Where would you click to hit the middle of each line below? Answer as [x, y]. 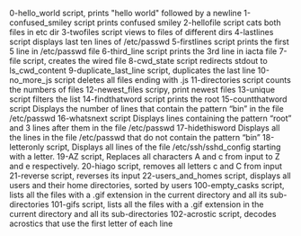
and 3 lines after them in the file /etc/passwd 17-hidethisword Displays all [145, 128]
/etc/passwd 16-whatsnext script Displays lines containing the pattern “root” [150, 118]
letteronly [27, 147]
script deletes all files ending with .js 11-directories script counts [173, 80]
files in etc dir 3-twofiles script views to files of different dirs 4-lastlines [142, 32]
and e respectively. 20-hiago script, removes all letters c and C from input [146, 166]
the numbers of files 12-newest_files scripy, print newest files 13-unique [142, 90]
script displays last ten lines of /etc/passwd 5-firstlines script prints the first [149, 41]
